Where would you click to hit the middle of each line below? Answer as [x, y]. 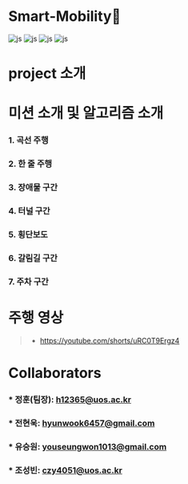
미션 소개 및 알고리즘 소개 [86, 114]
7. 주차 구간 [29, 282]
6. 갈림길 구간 [33, 258]
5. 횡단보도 [28, 234]
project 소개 [47, 73]
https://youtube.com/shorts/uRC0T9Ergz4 [110, 340]
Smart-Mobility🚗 [65, 16]
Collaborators [55, 373]
